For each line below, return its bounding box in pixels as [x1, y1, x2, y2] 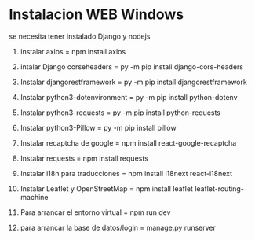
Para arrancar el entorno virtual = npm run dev [20, 207, 171, 217]
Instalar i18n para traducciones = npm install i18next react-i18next [20, 168, 233, 178]
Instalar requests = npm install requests [20, 153, 148, 163]
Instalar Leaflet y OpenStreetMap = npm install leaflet [20, 183, 193, 194]
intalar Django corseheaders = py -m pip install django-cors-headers [20, 61, 244, 72]
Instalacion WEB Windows [9, 6, 184, 24]
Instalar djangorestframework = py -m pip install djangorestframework [20, 77, 248, 87]
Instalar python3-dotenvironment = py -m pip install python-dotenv [20, 92, 238, 102]
